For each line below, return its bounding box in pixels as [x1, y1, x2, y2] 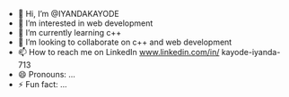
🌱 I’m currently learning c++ [17, 28, 122, 37]
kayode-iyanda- [221, 47, 281, 57]
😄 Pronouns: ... [17, 69, 76, 79]
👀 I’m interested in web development [17, 18, 153, 28]
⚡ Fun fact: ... [17, 79, 67, 89]
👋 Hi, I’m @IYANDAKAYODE [17, 9, 119, 19]
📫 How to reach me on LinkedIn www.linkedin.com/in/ [17, 47, 220, 57]
